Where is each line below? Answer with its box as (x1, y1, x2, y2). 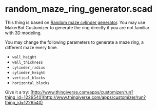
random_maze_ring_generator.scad (5, 3, 153, 15)
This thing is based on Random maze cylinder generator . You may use (5, 19, 145, 25)
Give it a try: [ (5, 89, 33, 95)
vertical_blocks (12, 75, 45, 80)
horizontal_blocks (12, 80, 50, 86)
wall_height (12, 55, 37, 59)
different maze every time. (5, 44, 58, 50)
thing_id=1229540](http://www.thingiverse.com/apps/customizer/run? (5, 94, 146, 100)
